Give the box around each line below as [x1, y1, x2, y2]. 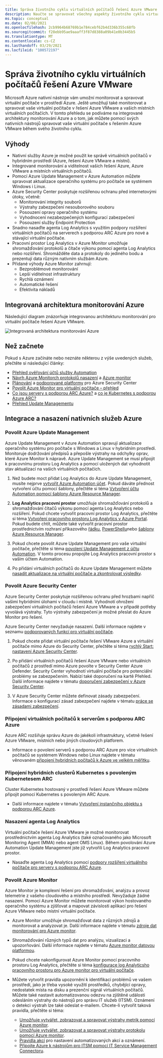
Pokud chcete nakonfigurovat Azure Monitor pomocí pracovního [12, 957, 141, 963]
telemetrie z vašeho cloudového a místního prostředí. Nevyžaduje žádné [5, 893, 150, 898]
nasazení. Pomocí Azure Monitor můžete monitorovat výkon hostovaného [5, 898, 151, 904]
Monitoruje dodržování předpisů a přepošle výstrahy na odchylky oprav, [5, 450, 149, 456]
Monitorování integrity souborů [19, 199, 81, 205]
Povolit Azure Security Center [5, 582, 77, 589]
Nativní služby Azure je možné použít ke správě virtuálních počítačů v [12, 153, 152, 159]
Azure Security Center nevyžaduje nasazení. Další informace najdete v [5, 624, 146, 629]
